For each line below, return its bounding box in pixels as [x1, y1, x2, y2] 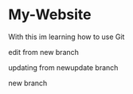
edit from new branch [8, 47, 80, 57]
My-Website [8, 6, 92, 24]
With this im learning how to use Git [8, 32, 125, 41]
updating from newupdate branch [8, 62, 119, 72]
